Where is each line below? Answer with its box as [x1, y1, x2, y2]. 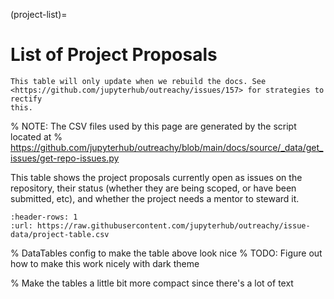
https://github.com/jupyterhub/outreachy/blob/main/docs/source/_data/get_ [10, 141, 324, 153]
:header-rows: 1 [10, 212, 78, 222]
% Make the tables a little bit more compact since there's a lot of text [10, 277, 294, 289]
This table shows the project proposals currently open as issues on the [10, 171, 303, 183]
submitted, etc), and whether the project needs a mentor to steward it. [10, 192, 300, 204]
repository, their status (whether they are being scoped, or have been [10, 182, 297, 194]
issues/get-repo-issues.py [10, 152, 120, 164]
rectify [10, 94, 43, 104]
